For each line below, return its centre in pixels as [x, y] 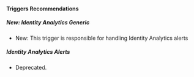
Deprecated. [31, 67]
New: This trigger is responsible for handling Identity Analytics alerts [102, 38]
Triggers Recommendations [43, 9]
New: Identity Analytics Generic [48, 23]
